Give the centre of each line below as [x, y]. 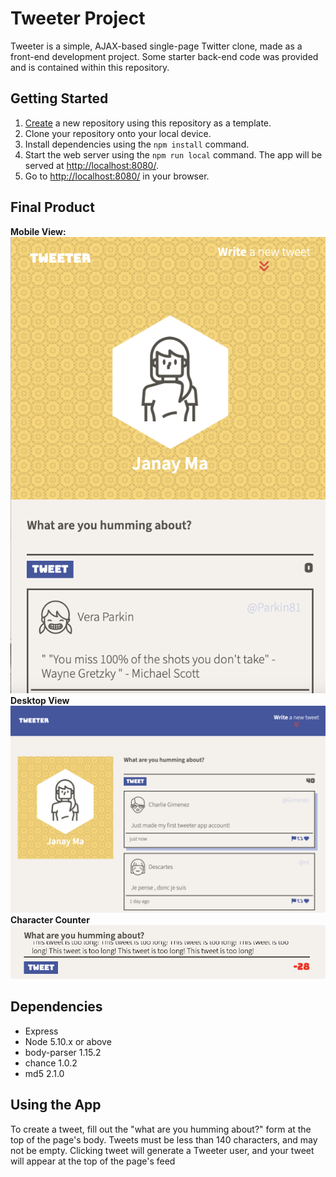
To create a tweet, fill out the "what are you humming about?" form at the [161, 1129]
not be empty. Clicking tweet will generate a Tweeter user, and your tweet [162, 1150]
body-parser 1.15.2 [63, 1052]
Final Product [52, 207]
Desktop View [40, 700]
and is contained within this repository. [90, 67]
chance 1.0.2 [51, 1063]
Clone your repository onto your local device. [118, 133]
